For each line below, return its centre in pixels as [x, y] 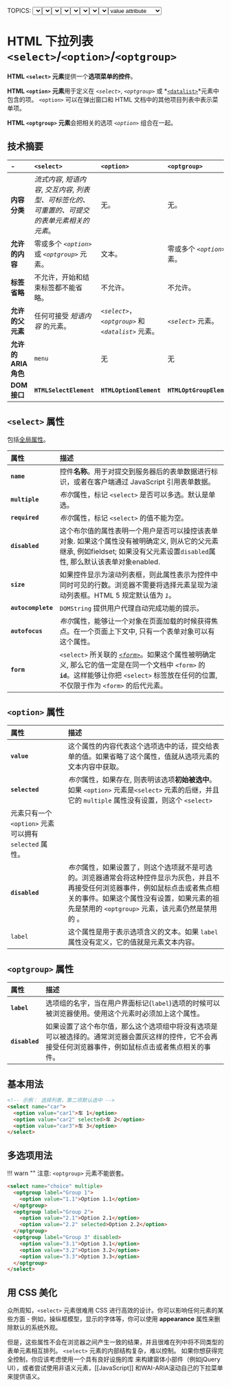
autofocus [26, 631]
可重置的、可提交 [62, 210]
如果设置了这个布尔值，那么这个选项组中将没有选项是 [132, 1027]
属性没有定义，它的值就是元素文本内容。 [133, 942]
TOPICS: [19, 11]
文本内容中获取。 [96, 767]
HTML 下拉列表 [51, 42]
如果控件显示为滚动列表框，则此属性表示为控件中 [139, 574]
